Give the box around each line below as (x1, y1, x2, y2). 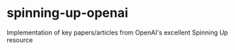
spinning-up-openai (6, 5, 129, 21)
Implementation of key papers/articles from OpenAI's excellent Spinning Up (6, 28, 229, 37)
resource (6, 35, 33, 44)
